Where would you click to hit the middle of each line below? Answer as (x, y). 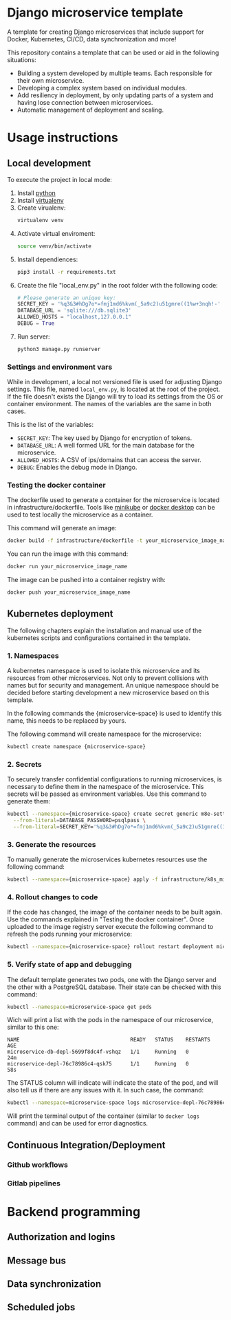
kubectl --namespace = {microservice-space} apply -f (82, 880)
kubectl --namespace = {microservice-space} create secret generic (102, 814)
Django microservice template (95, 13)
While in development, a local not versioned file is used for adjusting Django (114, 382)
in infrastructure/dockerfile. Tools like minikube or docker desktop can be (111, 508)
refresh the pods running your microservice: (70, 934)
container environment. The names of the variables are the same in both (109, 404)
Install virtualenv (40, 200)
